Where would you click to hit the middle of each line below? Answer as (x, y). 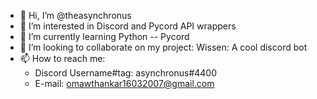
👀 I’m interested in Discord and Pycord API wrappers (128, 26)
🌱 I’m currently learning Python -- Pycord (104, 36)
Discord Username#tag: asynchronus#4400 (126, 73)
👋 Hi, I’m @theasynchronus (75, 15)
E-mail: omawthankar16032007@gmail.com (124, 83)
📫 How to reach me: (62, 58)
